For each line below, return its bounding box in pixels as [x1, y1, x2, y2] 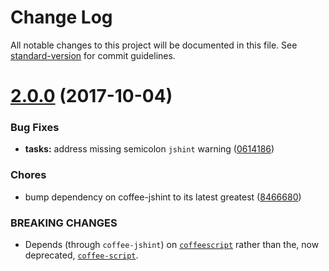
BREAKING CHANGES [10, 216, 118, 230]
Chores [10, 168, 47, 182]
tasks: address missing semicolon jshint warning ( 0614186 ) [24, 143, 275, 155]
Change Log [10, 6, 113, 29]
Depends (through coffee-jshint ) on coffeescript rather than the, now [24, 239, 320, 251]
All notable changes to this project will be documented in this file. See [10, 39, 298, 51]
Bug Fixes [10, 121, 60, 135]
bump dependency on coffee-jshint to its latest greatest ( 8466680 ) [24, 191, 302, 203]
